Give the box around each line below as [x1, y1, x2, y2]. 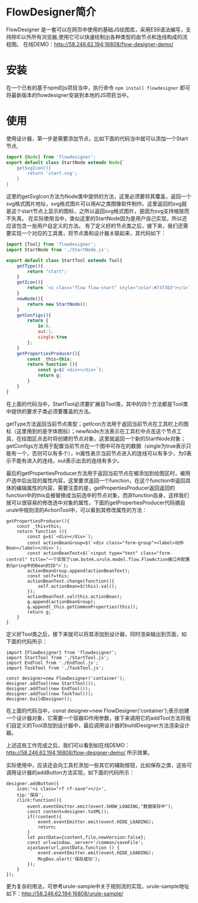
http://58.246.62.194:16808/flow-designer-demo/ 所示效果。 [6, 749, 153, 756]
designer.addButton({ [6, 780, 60, 786]
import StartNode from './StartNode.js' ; [6, 247, 110, 253]
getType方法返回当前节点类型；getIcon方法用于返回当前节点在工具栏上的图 [6, 420, 189, 427]
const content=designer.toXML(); [27, 808, 110, 815]
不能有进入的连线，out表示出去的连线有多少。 [11, 457, 123, 464]
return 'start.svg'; [27, 170, 78, 177]
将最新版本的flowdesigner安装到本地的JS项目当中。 [6, 91, 132, 98]
